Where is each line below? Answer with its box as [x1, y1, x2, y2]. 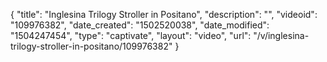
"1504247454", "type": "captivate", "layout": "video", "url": [10, 30, 252, 41]
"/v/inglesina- [253, 30, 310, 41]
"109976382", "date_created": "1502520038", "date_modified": [10, 19, 270, 31]
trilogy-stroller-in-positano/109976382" [10, 40, 173, 52]
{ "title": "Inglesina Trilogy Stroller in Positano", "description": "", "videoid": [10, 9, 318, 20]
